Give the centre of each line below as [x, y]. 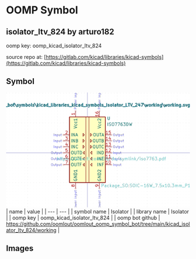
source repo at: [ [26, 57]
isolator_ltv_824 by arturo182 [60, 32]
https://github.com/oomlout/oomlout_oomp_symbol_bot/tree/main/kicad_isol [98, 224]
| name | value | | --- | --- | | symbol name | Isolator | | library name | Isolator [98, 211]
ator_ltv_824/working [31, 230]
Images [20, 249]
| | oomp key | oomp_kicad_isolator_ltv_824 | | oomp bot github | [83, 218]
